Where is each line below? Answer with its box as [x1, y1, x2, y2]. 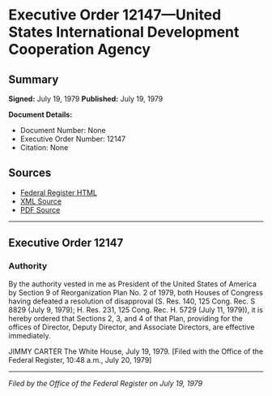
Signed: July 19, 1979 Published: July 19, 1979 [8, 94, 164, 103]
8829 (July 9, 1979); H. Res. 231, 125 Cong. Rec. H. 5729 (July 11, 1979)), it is [8, 304, 263, 314]
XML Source [19, 196, 62, 206]
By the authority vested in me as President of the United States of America [8, 278, 257, 289]
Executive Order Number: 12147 [19, 134, 126, 144]
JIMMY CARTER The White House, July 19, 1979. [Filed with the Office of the [8, 346, 264, 356]
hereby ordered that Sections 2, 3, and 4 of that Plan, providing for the [8, 313, 243, 323]
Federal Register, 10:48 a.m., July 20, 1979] [8, 355, 152, 364]
